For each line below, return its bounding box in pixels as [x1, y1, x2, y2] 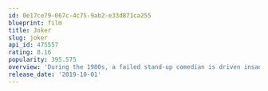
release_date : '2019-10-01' [8, 70, 102, 78]
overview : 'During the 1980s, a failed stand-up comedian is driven [8, 63, 241, 71]
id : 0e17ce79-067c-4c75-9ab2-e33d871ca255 [8, 11, 152, 20]
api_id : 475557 [8, 41, 59, 49]
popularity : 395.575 [8, 56, 77, 64]
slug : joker [8, 33, 48, 42]
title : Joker [8, 26, 52, 34]
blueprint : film [8, 19, 62, 27]
